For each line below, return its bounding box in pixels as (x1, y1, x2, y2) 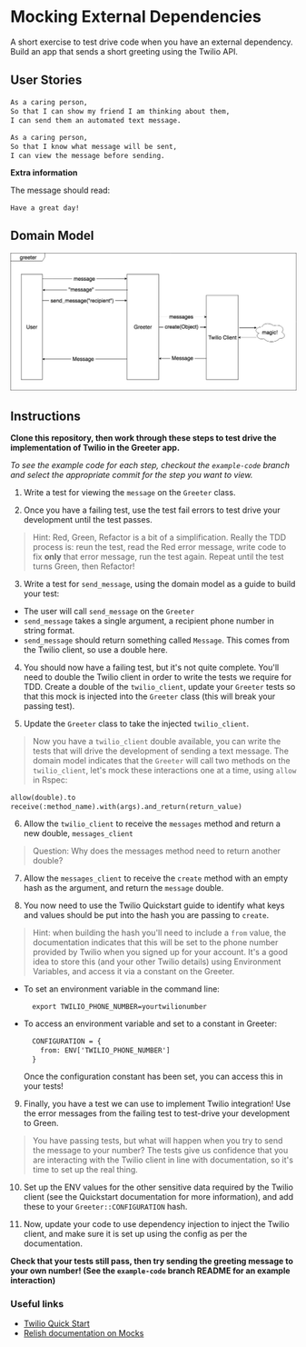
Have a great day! (10, 203, 80, 213)
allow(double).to (10, 793, 76, 803)
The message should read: (10, 185, 111, 195)
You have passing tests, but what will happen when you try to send (32, 1135, 283, 1146)
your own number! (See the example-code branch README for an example (10, 1265, 291, 1276)
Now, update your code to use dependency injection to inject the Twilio (23, 1219, 290, 1230)
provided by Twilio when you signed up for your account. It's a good (32, 947, 289, 958)
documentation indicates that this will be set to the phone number (32, 937, 279, 948)
